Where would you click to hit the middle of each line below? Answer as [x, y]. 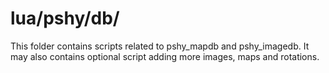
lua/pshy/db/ [65, 18]
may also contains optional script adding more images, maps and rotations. [165, 56]
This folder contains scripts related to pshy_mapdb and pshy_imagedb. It [160, 46]
